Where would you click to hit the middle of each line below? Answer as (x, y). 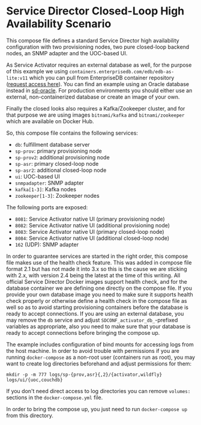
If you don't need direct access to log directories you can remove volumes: (98, 391)
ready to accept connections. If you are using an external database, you (95, 313)
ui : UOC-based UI (37, 176)
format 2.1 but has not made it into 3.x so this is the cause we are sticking (97, 269)
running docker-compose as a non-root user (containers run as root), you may (101, 357)
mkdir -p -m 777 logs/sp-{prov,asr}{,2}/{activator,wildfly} (84, 375)
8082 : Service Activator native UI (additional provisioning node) (92, 225)
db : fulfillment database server (52, 144)
